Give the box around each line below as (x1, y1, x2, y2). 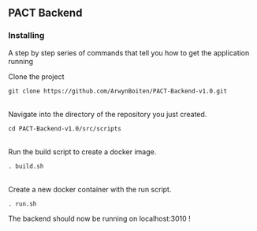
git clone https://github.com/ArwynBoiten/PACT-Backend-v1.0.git (8, 87, 227, 95)
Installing (8, 30, 45, 41)
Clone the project (8, 71, 65, 81)
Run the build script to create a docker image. (8, 146, 157, 157)
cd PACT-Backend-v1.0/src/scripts (8, 124, 122, 133)
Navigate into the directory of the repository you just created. (8, 109, 207, 119)
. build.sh (8, 162, 44, 170)
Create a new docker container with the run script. (8, 184, 172, 194)
